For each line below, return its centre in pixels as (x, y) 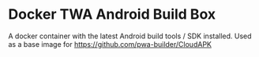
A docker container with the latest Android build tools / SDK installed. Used (130, 36)
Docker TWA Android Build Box (112, 14)
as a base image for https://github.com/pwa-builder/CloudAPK (110, 44)
